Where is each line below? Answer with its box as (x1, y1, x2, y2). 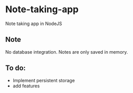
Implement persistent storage (12, 77, 75, 83)
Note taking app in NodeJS (5, 20, 62, 27)
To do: (5, 64, 26, 73)
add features (12, 83, 40, 89)
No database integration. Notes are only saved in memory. (5, 49, 128, 55)
